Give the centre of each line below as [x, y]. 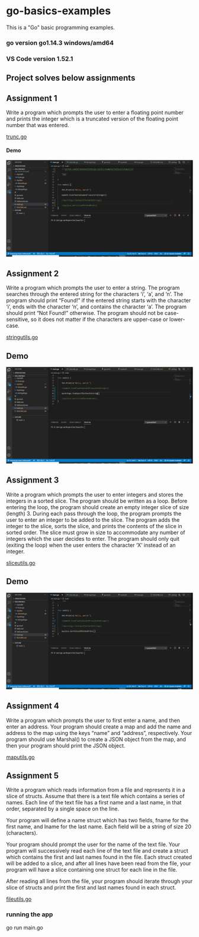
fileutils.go [19, 899]
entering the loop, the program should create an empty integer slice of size [98, 507]
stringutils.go [22, 337]
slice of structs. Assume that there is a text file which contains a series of [95, 796]
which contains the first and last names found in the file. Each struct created [99, 857]
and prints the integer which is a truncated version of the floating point [92, 119]
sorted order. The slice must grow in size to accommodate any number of [96, 532]
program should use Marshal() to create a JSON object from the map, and [96, 739]
